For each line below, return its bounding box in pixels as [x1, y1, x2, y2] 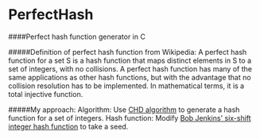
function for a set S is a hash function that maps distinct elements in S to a [8, 56, 252, 65]
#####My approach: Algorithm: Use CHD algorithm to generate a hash [8, 105, 240, 114]
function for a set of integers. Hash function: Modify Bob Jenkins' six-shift [8, 113, 252, 122]
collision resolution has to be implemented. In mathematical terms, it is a [8, 81, 245, 91]
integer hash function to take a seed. [8, 122, 129, 131]
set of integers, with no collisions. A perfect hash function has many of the [8, 64, 253, 73]
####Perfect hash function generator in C [8, 32, 146, 41]
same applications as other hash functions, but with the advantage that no [8, 72, 252, 82]
